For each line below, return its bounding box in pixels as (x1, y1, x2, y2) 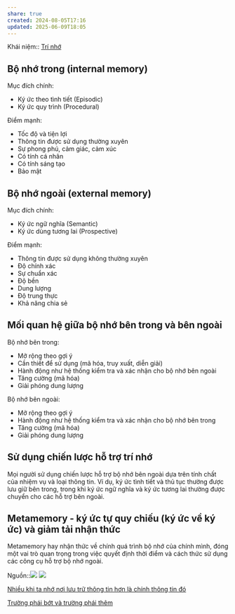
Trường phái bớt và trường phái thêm (7, 599, 114, 607)
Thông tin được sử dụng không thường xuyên (17, 254, 149, 262)
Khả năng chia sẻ (17, 299, 68, 307)
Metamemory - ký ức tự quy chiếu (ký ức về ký (7, 513, 216, 525)
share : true (7, 10, 42, 18)
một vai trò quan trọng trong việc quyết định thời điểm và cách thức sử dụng (7, 549, 228, 558)
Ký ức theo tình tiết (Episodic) (17, 95, 103, 104)
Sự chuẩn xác (17, 269, 58, 277)
